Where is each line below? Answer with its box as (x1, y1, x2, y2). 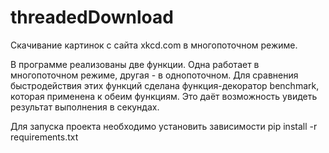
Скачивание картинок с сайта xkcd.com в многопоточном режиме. (10, 39, 298, 51)
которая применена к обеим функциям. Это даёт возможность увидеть (10, 90, 318, 102)
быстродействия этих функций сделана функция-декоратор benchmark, (10, 79, 320, 91)
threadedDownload (10, 6, 174, 29)
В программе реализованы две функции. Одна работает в (10, 58, 260, 70)
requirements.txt (10, 131, 79, 143)
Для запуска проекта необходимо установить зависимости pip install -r (10, 120, 318, 132)
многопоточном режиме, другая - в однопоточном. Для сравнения (10, 69, 299, 81)
